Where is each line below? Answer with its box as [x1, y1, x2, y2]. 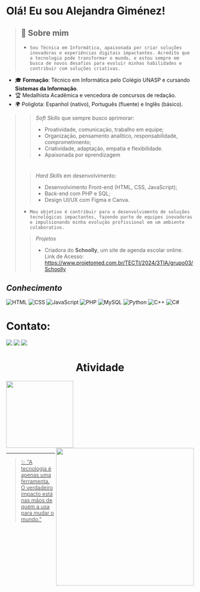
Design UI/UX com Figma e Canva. [44, 197, 130, 204]
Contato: [6, 320, 51, 333]
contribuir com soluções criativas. [29, 66, 121, 71]
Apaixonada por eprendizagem [44, 151, 121, 158]
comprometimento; [44, 139, 92, 145]
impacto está [20, 490, 53, 497]
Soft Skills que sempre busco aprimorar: [35, 114, 135, 121]
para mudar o [20, 509, 55, 516]
